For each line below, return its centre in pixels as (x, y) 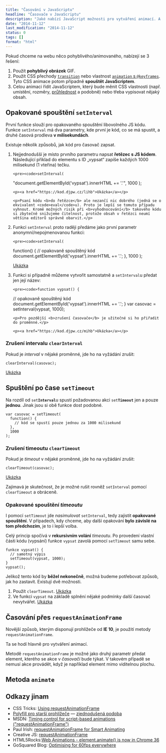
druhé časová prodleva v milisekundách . (47, 135)
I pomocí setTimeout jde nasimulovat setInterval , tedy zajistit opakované (81, 516)
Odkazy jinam (27, 696)
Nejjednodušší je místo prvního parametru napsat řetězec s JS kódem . (85, 154)
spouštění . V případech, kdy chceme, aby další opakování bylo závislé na (81, 521)
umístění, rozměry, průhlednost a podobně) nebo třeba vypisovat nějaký (86, 91)
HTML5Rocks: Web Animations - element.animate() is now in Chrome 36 (86, 740)
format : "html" (21, 42)
